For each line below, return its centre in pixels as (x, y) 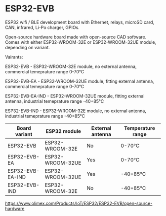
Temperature (140, 128)
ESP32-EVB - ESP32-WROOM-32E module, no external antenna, (71, 66)
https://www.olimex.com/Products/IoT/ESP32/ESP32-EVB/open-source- (79, 203)
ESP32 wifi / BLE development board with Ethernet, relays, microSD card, (80, 22)
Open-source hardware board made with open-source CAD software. (76, 37)
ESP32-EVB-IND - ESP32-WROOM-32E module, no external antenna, (76, 111)
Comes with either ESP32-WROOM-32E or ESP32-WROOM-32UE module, (81, 42)
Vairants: (14, 57)
